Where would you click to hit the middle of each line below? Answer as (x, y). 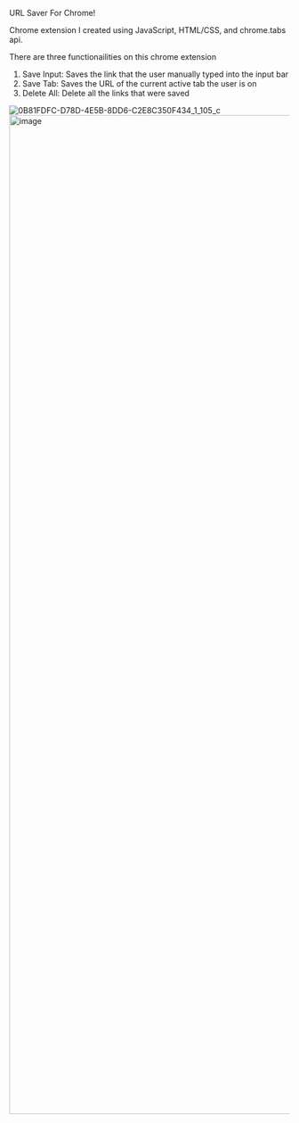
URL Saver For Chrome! (53, 13)
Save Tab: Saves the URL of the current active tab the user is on (139, 83)
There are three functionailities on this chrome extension (113, 57)
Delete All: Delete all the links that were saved (105, 93)
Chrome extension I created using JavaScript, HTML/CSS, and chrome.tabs (148, 30)
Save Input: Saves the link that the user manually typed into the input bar (155, 74)
